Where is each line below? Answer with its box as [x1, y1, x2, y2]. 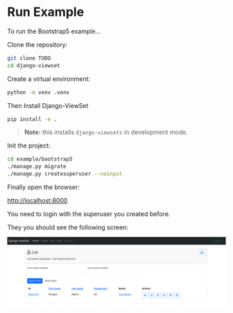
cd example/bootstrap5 [7, 156, 73, 163]
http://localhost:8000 [7, 197, 68, 205]
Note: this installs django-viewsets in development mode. [24, 128, 189, 136]
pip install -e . [7, 116, 58, 123]
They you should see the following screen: [7, 223, 128, 232]
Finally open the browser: [7, 183, 80, 191]
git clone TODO [7, 55, 51, 62]
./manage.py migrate [7, 163, 67, 170]
